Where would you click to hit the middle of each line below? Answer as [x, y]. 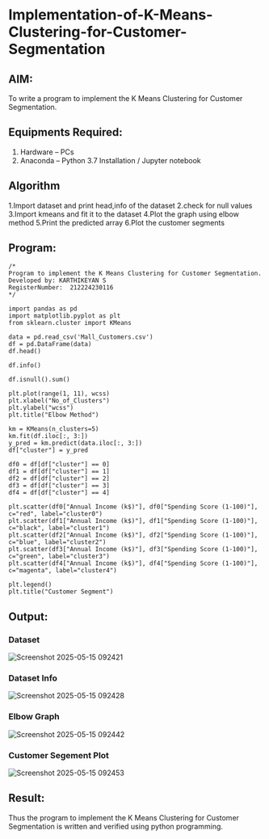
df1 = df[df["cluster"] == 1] [59, 472]
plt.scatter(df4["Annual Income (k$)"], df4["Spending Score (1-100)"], [133, 563]
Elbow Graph [34, 717]
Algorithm [34, 186]
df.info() [25, 365]
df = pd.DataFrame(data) [50, 344]
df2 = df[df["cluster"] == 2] [59, 479]
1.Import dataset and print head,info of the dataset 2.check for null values [130, 205]
